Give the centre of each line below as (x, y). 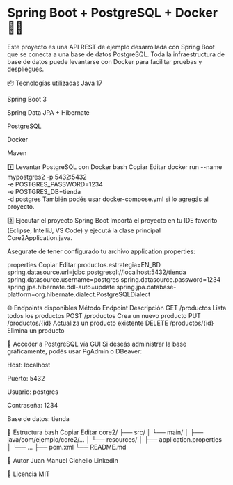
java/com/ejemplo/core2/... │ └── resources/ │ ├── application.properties (115, 439)
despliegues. (26, 69)
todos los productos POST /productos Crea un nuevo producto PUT (104, 315)
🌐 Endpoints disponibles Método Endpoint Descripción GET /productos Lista (117, 308)
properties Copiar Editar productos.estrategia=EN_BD (84, 264)
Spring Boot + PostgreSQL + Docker (112, 13)
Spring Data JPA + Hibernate (49, 112)
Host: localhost (29, 365)
